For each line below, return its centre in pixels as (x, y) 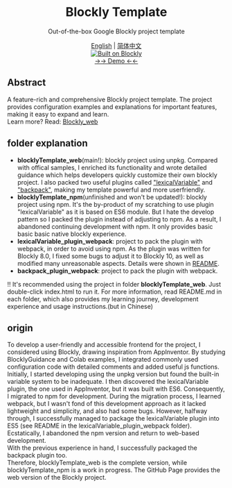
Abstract (27, 83)
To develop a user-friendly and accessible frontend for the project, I (104, 345)
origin (20, 328)
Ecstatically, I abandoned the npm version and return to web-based (103, 433)
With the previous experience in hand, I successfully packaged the (102, 448)
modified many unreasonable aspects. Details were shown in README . (118, 263)
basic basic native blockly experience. (72, 234)
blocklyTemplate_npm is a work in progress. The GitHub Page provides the (114, 470)
